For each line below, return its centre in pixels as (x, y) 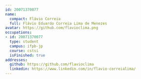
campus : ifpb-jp (26, 46)
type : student (24, 42)
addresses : (16, 60)
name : (11, 14)
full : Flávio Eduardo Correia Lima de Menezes (58, 23)
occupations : (19, 32)
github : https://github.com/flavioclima (52, 64)
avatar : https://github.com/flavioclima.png (52, 28)
